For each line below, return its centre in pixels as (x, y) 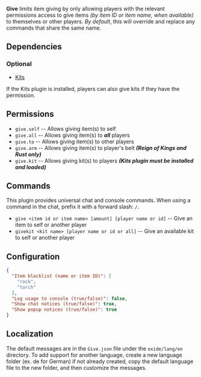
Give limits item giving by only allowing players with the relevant (86, 9)
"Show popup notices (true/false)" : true (64, 310)
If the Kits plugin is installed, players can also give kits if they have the (93, 89)
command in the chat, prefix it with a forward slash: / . (73, 207)
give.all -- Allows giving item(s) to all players (73, 135)
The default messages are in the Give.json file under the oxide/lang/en (95, 348)
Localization (30, 334)
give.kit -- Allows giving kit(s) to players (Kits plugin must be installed (104, 160)
